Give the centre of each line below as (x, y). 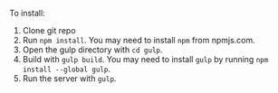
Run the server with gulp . (69, 79)
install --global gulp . (67, 69)
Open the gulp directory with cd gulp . (92, 50)
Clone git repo (49, 30)
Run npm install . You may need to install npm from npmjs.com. (139, 40)
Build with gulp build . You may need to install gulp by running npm (145, 59)
